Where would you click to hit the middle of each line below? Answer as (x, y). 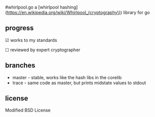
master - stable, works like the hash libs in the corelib (67, 77)
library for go (137, 12)
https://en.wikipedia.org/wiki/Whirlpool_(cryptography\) (64, 12)
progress (19, 28)
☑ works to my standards (31, 40)
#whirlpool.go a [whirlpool (32, 7)
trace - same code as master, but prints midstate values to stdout (79, 83)
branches (20, 65)
